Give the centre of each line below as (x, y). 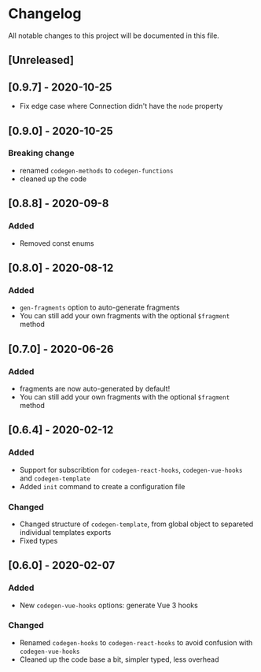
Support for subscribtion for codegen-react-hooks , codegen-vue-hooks (131, 470)
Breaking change (41, 153)
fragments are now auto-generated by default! (95, 388)
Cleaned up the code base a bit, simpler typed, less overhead (119, 659)
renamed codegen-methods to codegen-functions (96, 170)
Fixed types (39, 540)
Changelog (45, 14)
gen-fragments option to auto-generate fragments (99, 307)
